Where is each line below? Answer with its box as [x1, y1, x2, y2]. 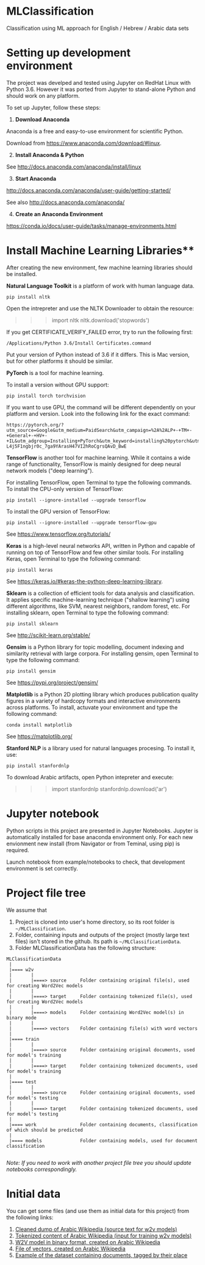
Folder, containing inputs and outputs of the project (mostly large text [15, 931, 190, 938]
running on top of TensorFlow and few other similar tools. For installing [6, 549, 184, 556]
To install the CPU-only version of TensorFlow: [6, 485, 124, 492]
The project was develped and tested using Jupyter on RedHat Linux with [6, 79, 191, 86]
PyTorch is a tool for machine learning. [6, 369, 104, 376]
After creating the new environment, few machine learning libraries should [6, 264, 193, 271]
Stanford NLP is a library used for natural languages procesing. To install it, [6, 744, 196, 752]
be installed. [6, 270, 37, 277]
